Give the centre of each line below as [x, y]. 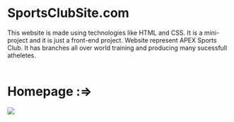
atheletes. [22, 55]
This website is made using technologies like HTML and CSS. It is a [105, 33]
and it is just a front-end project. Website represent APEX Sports [123, 40]
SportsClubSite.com [68, 13]
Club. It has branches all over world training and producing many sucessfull [117, 48]
